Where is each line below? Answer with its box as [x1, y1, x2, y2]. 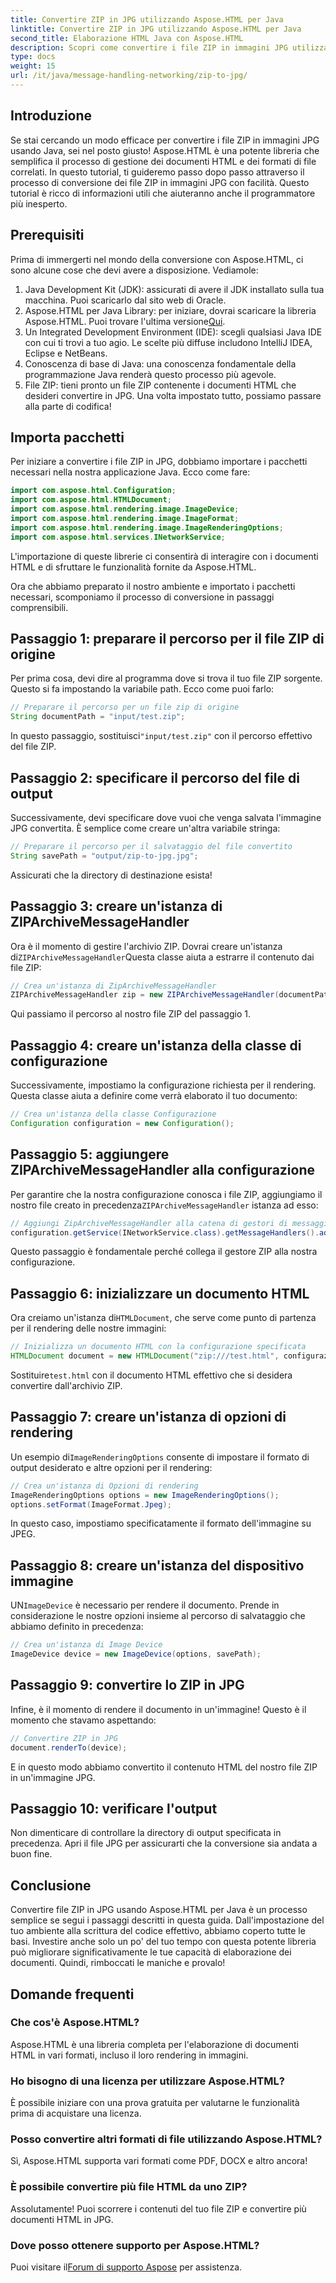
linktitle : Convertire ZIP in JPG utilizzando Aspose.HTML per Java [10, 24, 302, 34]
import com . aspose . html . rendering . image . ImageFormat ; [10, 513, 240, 523]
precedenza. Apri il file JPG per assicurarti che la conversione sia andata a [10, 1837, 318, 1850]
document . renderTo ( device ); [10, 1742, 128, 1753]
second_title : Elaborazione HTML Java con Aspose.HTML [10, 33, 244, 43]
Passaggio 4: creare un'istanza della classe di [10, 1037, 302, 1054]
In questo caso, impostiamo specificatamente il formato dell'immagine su [10, 1517, 312, 1530]
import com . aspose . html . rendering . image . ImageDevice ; [10, 504, 240, 515]
